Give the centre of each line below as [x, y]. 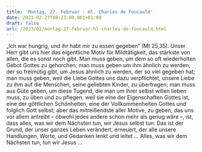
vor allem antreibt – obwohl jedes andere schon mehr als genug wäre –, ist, [100, 117]
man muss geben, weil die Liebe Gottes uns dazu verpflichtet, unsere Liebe [100, 78]
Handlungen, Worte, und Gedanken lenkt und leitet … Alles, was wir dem [97, 136]
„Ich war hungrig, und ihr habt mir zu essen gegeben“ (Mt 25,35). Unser [96, 46]
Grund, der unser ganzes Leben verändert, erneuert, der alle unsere [91, 130]
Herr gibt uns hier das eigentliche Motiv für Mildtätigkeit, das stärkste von [98, 53]
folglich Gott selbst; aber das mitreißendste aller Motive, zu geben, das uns [100, 110]
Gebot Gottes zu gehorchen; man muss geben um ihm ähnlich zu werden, [99, 65]
